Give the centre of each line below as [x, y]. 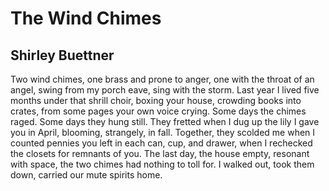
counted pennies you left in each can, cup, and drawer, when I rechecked [161, 143]
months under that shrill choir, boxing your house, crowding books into [156, 100]
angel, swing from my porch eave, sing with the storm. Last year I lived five [165, 90]
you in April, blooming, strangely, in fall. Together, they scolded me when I [163, 132]
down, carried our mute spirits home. [86, 175]
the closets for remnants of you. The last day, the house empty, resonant [160, 153]
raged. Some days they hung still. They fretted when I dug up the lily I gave [165, 121]
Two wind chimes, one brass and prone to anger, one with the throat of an [162, 79]
